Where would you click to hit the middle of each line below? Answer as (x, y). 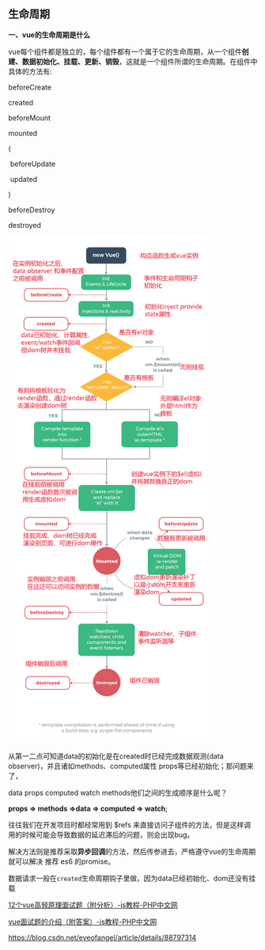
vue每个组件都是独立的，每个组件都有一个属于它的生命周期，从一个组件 (125, 51)
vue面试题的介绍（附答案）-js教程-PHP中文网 (83, 922)
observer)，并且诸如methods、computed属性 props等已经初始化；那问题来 (131, 766)
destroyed (25, 225)
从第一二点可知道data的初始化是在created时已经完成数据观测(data (116, 756)
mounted (23, 133)
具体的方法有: (30, 71)
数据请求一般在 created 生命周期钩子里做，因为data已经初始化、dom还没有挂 (132, 878)
